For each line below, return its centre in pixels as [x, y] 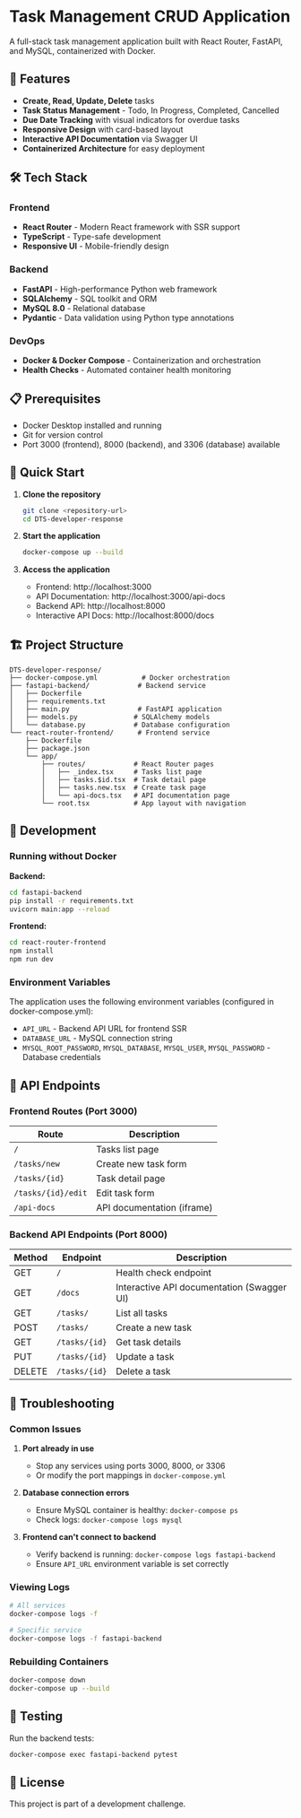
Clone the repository [61, 494]
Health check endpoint [164, 1273]
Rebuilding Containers [59, 1661]
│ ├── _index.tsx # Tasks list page [122, 772]
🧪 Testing [36, 1716]
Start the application [61, 536]
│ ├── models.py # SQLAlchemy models [110, 718]
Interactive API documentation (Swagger [201, 1287]
